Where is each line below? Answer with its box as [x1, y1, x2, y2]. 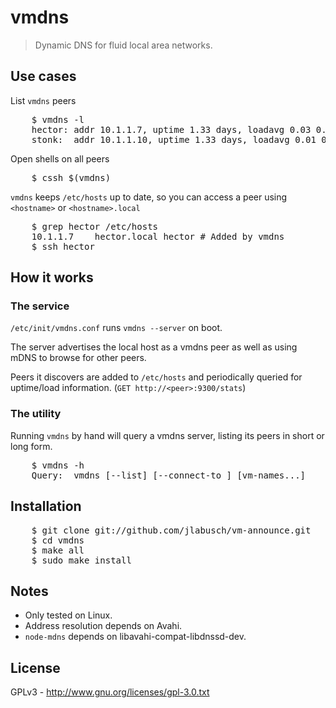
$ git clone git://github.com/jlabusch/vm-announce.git [31, 524, 312, 536]
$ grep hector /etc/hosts [31, 221, 159, 232]
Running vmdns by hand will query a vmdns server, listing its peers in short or [10, 429, 325, 441]
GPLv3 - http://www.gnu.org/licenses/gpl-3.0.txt [10, 686, 210, 698]
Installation [10, 498, 82, 515]
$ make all [31, 544, 85, 556]
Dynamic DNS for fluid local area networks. [34, 39, 213, 51]
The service [10, 299, 70, 313]
